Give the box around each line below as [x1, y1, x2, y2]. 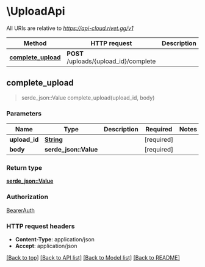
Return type [6, 163, 43, 172]
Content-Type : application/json [15, 235, 95, 243]
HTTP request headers [6, 222, 75, 230]
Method [23, 38, 47, 47]
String [45, 136, 63, 144]
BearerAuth [6, 207, 35, 214]
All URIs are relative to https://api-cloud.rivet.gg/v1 [6, 24, 134, 32]
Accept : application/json [15, 242, 77, 249]
